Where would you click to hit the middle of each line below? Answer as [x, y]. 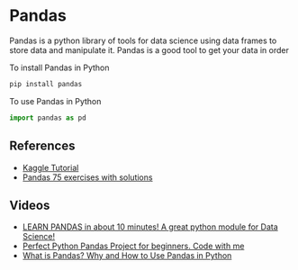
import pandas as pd [48, 118]
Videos [30, 205]
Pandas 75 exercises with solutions [87, 177]
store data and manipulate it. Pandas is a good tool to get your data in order [149, 49]
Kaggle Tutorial [50, 167]
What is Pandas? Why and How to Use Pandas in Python [127, 256]
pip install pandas [46, 84]
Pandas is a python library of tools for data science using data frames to [143, 40]
